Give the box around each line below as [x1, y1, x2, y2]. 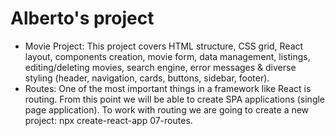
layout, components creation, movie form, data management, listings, [24, 50, 311, 62]
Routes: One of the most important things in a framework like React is [24, 82, 312, 94]
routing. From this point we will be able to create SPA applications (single [24, 93, 326, 105]
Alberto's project [10, 7, 155, 30]
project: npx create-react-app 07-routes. [24, 114, 193, 126]
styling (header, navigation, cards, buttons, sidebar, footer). [24, 72, 270, 84]
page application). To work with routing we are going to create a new [24, 103, 310, 116]
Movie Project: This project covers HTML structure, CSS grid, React [24, 40, 304, 52]
